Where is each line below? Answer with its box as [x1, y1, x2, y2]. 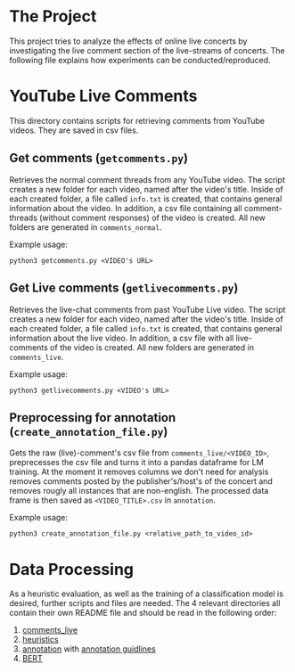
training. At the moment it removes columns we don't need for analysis [9, 466, 269, 478]
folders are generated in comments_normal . [9, 221, 162, 233]
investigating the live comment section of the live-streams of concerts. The [9, 45, 285, 55]
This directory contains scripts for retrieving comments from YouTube [9, 115, 266, 126]
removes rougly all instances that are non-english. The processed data [9, 486, 269, 496]
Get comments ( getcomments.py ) [9, 151, 189, 166]
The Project [9, 6, 97, 27]
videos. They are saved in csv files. [9, 125, 139, 135]
